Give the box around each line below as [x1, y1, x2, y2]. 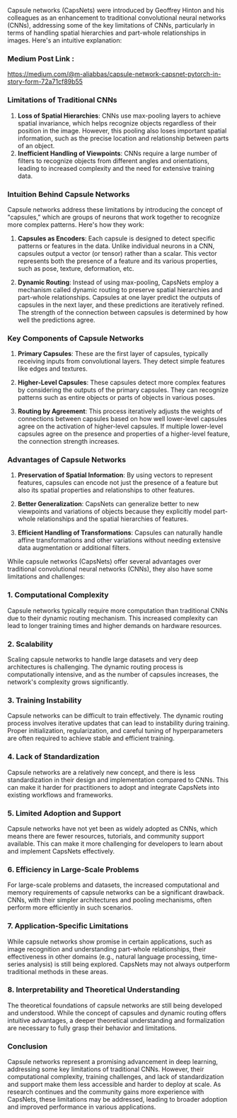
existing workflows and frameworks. [7, 790, 113, 799]
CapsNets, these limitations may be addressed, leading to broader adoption [7, 1095, 228, 1104]
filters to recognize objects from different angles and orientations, [17, 156, 210, 165]
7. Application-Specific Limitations [7, 921, 129, 931]
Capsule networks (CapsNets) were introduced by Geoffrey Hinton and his [7, 6, 225, 14]
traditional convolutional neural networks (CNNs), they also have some [7, 565, 214, 574]
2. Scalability [7, 639, 53, 649]
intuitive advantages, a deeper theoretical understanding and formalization [7, 1016, 225, 1024]
